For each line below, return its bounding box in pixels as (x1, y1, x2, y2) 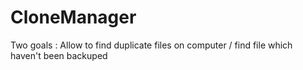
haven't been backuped (10, 49, 108, 61)
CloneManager (10, 6, 137, 29)
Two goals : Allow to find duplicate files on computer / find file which (10, 39, 293, 51)
